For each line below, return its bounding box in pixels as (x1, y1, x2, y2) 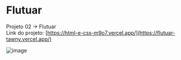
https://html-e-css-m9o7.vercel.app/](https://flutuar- (47, 29, 176, 36)
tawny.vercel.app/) (6, 35, 52, 42)
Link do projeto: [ (6, 29, 48, 36)
